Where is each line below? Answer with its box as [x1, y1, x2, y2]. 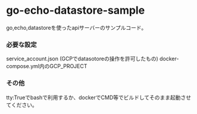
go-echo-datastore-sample [6, 4, 145, 17]
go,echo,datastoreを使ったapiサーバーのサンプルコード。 [6, 24, 147, 31]
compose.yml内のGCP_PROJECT [6, 63, 87, 70]
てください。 [6, 101, 37, 108]
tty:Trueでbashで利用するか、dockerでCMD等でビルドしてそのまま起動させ [6, 94, 192, 101]
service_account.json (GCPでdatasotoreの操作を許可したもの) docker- [6, 55, 179, 63]
